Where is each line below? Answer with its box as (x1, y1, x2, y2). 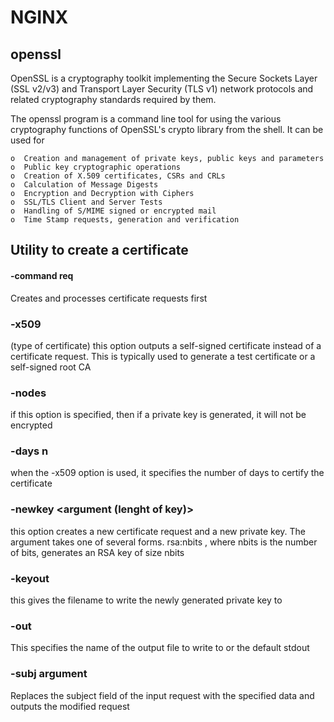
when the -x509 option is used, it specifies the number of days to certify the (10, 467, 325, 479)
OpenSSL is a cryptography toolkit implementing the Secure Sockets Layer (10, 72, 318, 84)
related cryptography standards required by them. (10, 94, 217, 105)
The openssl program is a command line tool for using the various (10, 113, 282, 125)
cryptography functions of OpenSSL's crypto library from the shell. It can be (10, 124, 324, 135)
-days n (10, 444, 49, 458)
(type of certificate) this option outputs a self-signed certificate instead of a (10, 339, 322, 351)
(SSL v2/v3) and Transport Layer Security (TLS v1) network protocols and (10, 83, 314, 95)
